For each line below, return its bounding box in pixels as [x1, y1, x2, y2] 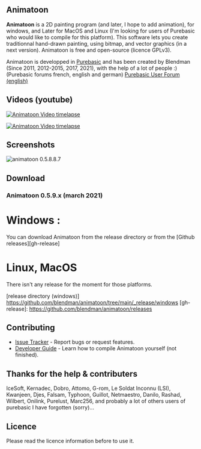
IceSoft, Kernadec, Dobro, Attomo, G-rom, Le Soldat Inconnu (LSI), [6, 385, 171, 392]
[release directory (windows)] [6, 292, 80, 300]
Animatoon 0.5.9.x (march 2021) [6, 191, 103, 199]
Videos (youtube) [6, 94, 73, 105]
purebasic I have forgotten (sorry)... [6, 404, 95, 411]
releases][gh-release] [6, 240, 60, 247]
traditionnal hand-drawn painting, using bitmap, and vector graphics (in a [6, 40, 187, 47]
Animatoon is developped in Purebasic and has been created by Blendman [6, 58, 191, 65]
